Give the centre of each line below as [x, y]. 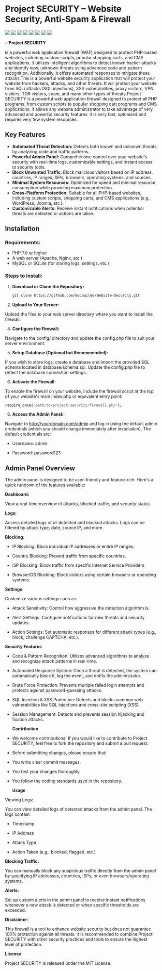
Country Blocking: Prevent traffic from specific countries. [69, 556]
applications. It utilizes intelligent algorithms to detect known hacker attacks [81, 63]
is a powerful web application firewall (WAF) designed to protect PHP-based [81, 52]
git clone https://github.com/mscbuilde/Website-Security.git [76, 295]
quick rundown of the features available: [45, 485]
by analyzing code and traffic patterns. [51, 151]
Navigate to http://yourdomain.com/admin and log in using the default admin [81, 424]
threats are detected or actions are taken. [53, 213]
